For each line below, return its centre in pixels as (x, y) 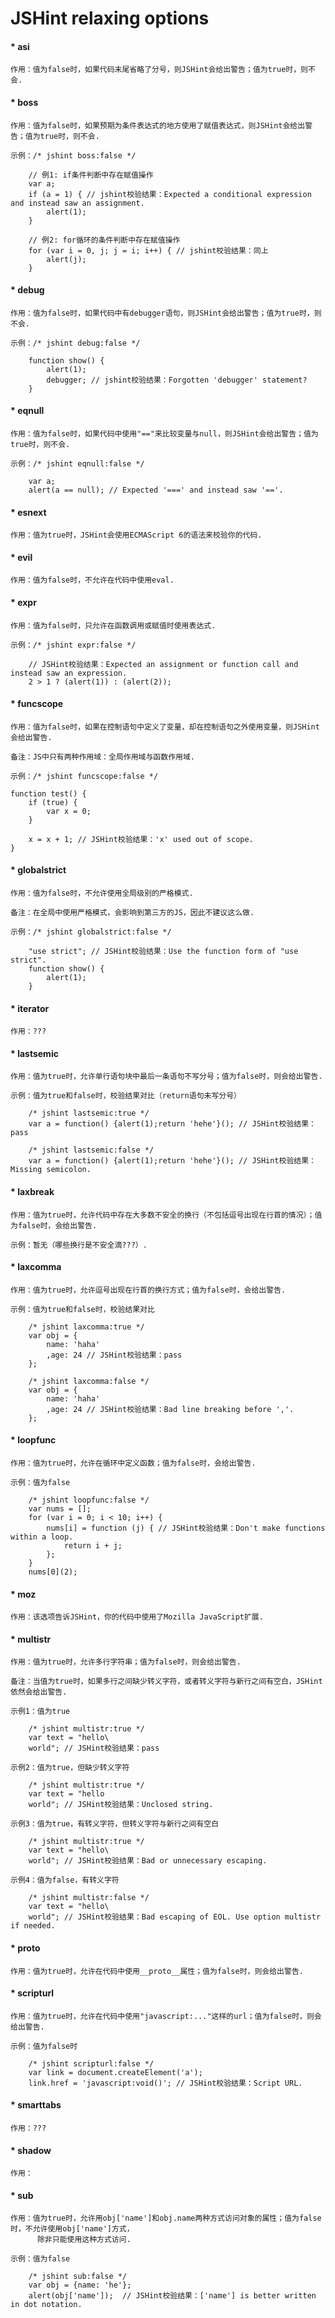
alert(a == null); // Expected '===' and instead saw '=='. (156, 490)
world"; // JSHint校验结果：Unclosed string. (121, 1805)
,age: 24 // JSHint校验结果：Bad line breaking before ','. (170, 1409)
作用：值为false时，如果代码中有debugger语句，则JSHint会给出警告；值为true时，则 (166, 313)
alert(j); (66, 259)
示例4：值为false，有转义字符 (65, 1880)
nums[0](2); (53, 1572)
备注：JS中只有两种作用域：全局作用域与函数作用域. (102, 757)
